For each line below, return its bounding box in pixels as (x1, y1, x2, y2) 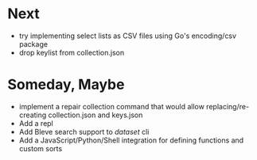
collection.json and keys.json (48, 110, 143, 120)
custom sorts (18, 143, 63, 153)
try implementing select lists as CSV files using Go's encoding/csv (18, 31, 236, 40)
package (18, 39, 49, 48)
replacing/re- (205, 101, 250, 111)
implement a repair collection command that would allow (18, 101, 204, 111)
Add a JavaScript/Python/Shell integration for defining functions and (18, 135, 244, 145)
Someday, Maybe (7, 76, 125, 93)
